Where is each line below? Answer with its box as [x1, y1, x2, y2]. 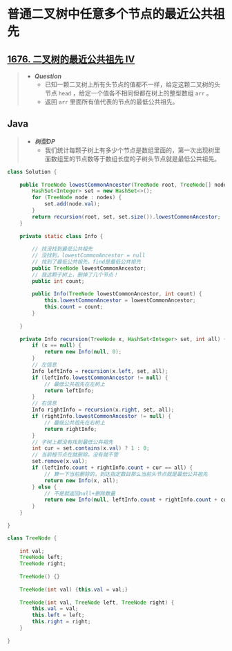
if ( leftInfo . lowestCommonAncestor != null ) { [32, 374, 168, 381]
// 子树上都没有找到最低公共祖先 [32, 439, 114, 446]
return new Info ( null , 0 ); [43, 349, 122, 356]
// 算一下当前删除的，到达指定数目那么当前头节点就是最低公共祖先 [43, 470, 209, 477]
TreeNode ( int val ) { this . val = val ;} [19, 586, 128, 593]
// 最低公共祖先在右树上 [43, 419, 106, 426]
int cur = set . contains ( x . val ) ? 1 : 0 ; [32, 445, 150, 452]
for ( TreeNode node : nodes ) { [32, 194, 122, 201]
